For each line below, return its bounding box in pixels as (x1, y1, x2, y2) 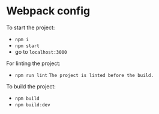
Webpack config (6, 4, 91, 18)
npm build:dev (14, 101, 50, 108)
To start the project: (6, 24, 55, 31)
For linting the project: (6, 60, 61, 67)
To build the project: (6, 82, 56, 90)
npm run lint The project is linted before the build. (14, 72, 154, 78)
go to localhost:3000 (14, 48, 67, 55)
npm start (14, 43, 40, 49)
